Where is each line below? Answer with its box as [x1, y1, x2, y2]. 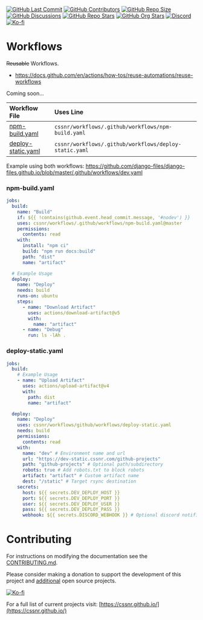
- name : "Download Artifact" [22, 304, 96, 310]
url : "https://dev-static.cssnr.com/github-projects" [22, 456, 161, 462]
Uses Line [54, 108, 83, 116]
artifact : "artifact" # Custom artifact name [22, 473, 139, 479]
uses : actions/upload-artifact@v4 [22, 383, 110, 389]
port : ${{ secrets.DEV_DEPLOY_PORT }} [22, 495, 120, 501]
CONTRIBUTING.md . [6, 559, 58, 566]
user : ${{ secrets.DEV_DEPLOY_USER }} [22, 501, 120, 507]
